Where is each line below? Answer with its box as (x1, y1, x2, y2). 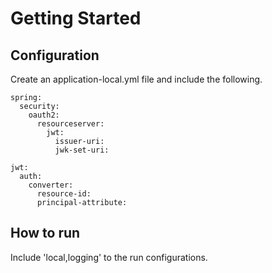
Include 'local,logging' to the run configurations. (10, 251, 208, 263)
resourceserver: (36, 119, 105, 129)
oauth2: (28, 110, 60, 120)
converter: (28, 180, 74, 190)
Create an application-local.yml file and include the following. (10, 73, 263, 85)
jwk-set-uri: (54, 145, 110, 155)
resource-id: (36, 189, 92, 199)
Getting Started (10, 7, 142, 30)
